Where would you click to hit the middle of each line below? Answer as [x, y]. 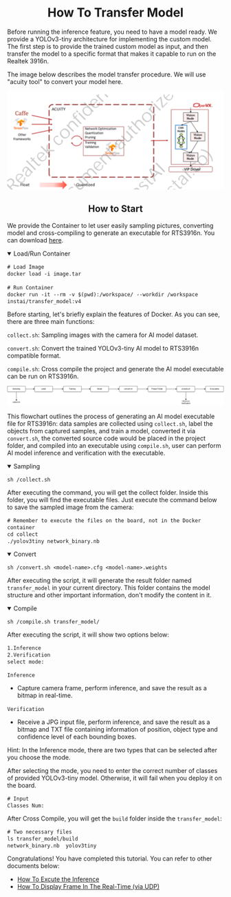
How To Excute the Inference [58, 879]
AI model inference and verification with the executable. [86, 453]
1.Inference [24, 648]
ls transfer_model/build [43, 839]
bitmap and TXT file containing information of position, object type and [117, 730]
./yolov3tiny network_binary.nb [53, 542]
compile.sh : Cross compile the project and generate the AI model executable [115, 369]
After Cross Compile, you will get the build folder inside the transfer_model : [114, 818]
